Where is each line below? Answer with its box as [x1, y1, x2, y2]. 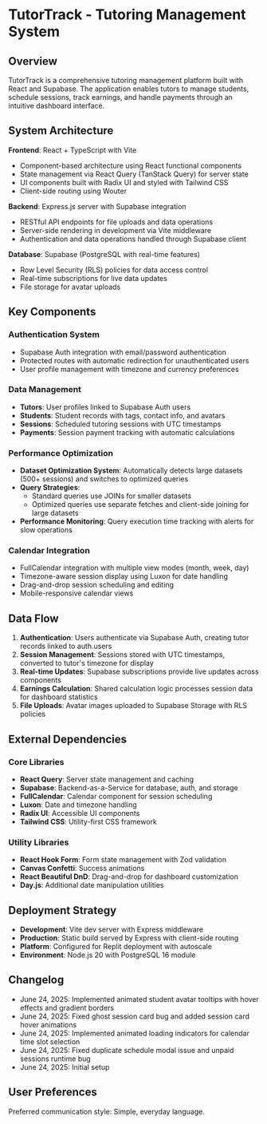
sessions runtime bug [19, 1054, 92, 1063]
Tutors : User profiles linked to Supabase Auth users [19, 402, 191, 412]
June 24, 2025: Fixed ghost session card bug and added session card [19, 1011, 249, 1021]
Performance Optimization [8, 447, 114, 458]
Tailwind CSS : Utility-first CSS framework [19, 817, 157, 826]
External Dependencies [8, 732, 128, 746]
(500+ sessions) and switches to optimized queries [19, 474, 189, 484]
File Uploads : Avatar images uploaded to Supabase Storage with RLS [19, 701, 248, 710]
